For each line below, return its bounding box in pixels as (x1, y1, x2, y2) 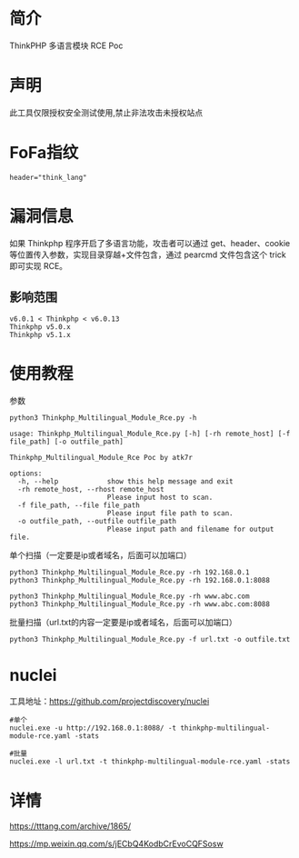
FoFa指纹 (9, 143, 79, 164)
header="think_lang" (9, 173, 88, 182)
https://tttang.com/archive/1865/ (9, 821, 132, 832)
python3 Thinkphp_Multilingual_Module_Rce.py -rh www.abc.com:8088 (9, 599, 271, 609)
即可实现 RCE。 (9, 260, 68, 271)
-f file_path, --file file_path (17, 501, 141, 510)
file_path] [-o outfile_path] (9, 437, 125, 446)
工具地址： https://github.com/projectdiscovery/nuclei (9, 696, 210, 707)
